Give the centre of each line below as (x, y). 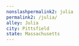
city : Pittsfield (28, 28)
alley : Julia (22, 23)
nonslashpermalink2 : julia (40, 12)
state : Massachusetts (33, 34)
